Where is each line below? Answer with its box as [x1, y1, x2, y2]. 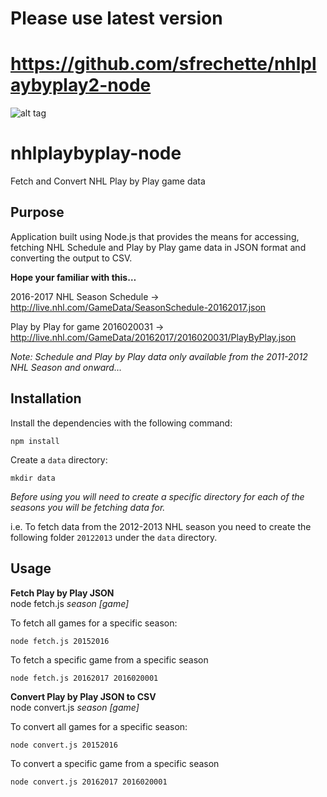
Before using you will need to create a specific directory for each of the [10, 490, 305, 502]
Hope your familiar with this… [10, 271, 137, 283]
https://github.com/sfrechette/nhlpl [10, 53, 317, 76]
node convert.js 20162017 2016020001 [10, 777, 168, 787]
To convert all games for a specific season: [10, 720, 188, 732]
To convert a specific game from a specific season [10, 757, 220, 769]
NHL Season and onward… [10, 361, 122, 373]
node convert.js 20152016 [10, 740, 118, 750]
